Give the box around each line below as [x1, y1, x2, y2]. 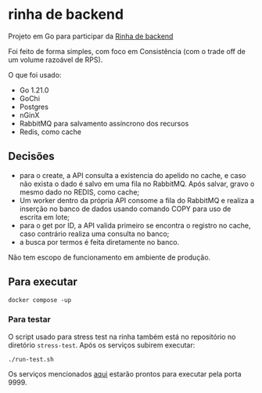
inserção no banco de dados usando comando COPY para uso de [19, 204, 231, 213]
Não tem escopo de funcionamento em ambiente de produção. [8, 253, 211, 262]
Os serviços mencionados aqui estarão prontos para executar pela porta [8, 369, 242, 378]
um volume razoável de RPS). [8, 55, 103, 64]
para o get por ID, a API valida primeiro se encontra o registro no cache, [19, 220, 252, 230]
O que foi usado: [8, 70, 62, 79]
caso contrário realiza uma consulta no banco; [19, 229, 170, 238]
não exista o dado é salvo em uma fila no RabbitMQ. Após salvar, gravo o [19, 179, 255, 188]
